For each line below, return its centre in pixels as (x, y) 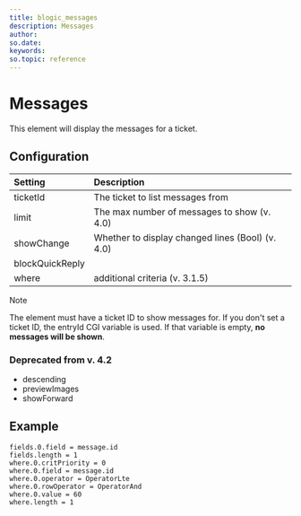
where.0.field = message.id (62, 471)
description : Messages (52, 26)
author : (24, 34)
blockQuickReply (49, 263)
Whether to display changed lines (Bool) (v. (185, 237)
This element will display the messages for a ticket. (103, 128)
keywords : (28, 51)
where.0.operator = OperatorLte (69, 478)
